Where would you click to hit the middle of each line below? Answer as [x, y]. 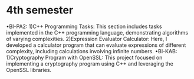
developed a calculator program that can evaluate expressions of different [96, 45]
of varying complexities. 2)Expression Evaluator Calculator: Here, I [87, 39]
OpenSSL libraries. [29, 70]
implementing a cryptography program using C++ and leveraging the [90, 63]
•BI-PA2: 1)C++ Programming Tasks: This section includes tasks [84, 26]
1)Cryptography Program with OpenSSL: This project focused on [84, 57]
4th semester [40, 10]
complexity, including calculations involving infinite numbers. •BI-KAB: [92, 51]
